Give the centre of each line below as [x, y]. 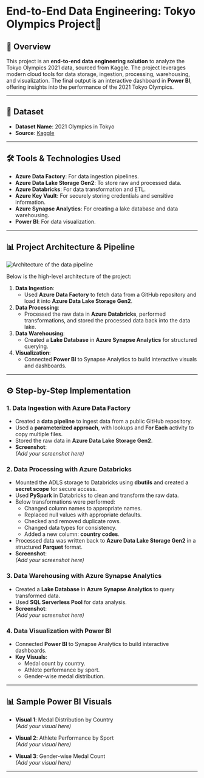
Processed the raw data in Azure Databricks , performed [95, 314]
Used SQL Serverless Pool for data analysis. [71, 602]
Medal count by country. [55, 664]
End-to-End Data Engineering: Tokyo [101, 11]
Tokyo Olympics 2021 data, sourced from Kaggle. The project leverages [96, 68]
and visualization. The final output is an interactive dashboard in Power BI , [99, 81]
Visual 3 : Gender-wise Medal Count [60, 756]
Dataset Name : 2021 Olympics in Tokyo [65, 127]
